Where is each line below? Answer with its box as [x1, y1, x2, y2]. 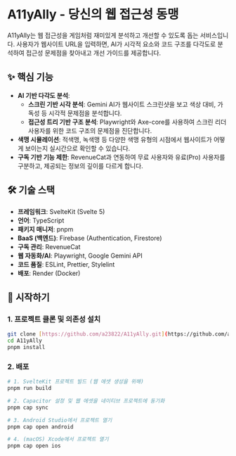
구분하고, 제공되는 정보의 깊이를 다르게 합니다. [17, 161, 144, 170]
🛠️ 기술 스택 [7, 184, 55, 196]
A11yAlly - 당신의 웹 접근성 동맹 [7, 6, 179, 23]
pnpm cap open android [7, 423, 74, 430]
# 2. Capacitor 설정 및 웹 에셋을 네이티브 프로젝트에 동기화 [7, 397, 165, 405]
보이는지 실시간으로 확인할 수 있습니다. [25, 144, 131, 152]
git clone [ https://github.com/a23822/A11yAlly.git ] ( [7, 331, 169, 338]
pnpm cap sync [7, 404, 49, 411]
